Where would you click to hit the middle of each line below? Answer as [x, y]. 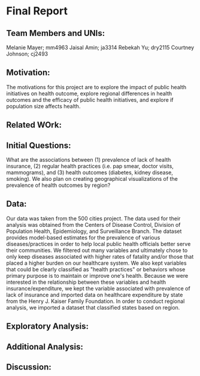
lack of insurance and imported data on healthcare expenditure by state [95, 295]
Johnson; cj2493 [27, 54]
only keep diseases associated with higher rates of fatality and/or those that [100, 256]
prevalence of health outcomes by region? [58, 185]
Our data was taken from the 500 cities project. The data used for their [93, 218]
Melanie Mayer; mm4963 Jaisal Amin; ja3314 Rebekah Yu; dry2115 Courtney [100, 47]
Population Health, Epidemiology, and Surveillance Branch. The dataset [94, 231]
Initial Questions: [39, 145]
